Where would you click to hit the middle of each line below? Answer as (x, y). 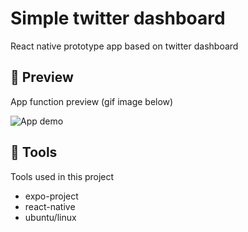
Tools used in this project (62, 176)
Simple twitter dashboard (118, 18)
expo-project (51, 196)
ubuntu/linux (50, 217)
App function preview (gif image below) (92, 101)
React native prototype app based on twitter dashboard (124, 46)
